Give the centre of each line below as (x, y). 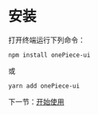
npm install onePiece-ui (49, 55)
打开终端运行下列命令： (47, 40)
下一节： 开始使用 (36, 101)
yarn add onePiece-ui (44, 86)
